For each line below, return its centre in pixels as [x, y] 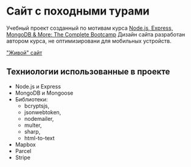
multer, [33, 125]
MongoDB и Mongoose [44, 93]
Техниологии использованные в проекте [88, 72]
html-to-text [39, 138]
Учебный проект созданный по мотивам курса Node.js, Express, [90, 28]
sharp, [32, 131]
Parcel [23, 151]
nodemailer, [39, 118]
